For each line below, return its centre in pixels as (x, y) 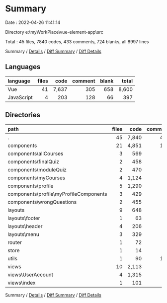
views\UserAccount (31, 275)
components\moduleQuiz (37, 169)
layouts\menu (24, 234)
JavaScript (20, 97)
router (15, 242)
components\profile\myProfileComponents (57, 194)
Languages (23, 67)
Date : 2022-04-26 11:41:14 (33, 22)
